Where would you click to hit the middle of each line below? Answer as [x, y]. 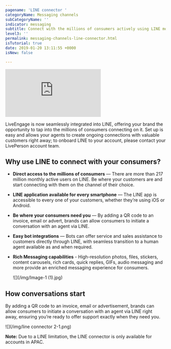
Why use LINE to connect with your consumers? [83, 161]
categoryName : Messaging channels [42, 15]
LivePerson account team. [33, 145]
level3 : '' [17, 34]
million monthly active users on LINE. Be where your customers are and [88, 180]
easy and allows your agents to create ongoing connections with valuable [82, 135]
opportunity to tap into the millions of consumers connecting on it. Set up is [84, 129]
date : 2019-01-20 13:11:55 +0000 [41, 48]
